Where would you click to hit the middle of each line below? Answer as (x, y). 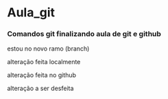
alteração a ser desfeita (40, 88)
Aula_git (31, 13)
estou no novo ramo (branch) (48, 48)
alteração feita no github (42, 75)
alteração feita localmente (44, 62)
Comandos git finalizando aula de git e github (84, 34)
